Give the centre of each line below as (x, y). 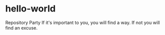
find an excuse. (21, 27)
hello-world (31, 9)
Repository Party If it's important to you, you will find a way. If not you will (82, 22)
